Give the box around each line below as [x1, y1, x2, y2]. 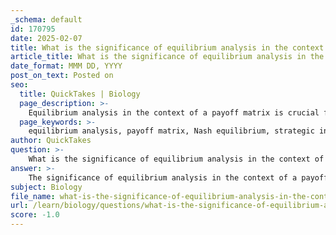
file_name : [10, 191, 56, 201]
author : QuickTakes [10, 136, 92, 146]
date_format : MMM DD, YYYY [10, 61, 123, 71]
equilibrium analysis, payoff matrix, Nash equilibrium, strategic [28, 126, 315, 136]
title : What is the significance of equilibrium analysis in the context [10, 42, 325, 53]
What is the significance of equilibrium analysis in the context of [28, 154, 325, 164]
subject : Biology [10, 182, 83, 192]
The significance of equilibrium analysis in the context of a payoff [28, 172, 329, 183]
